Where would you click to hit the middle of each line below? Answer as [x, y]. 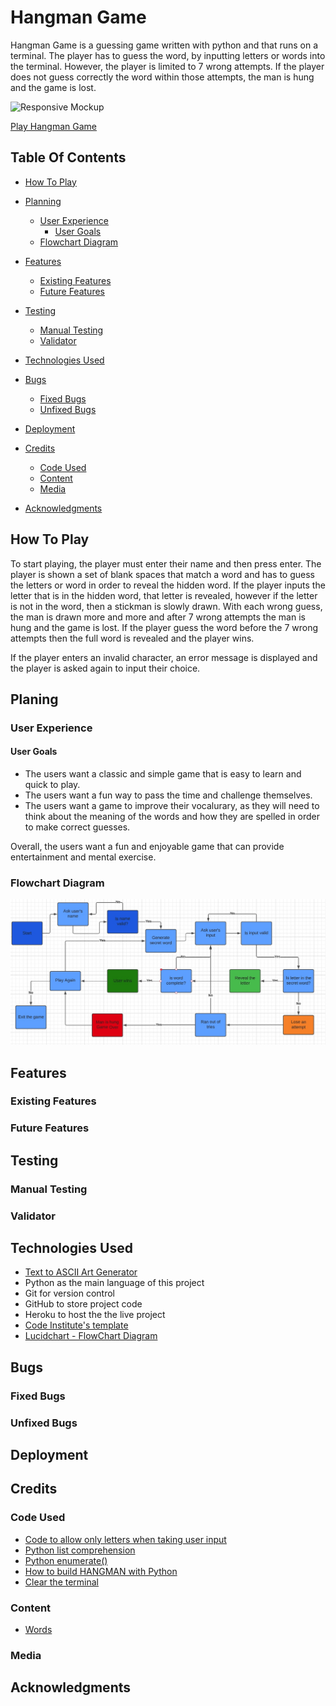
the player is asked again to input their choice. [105, 668]
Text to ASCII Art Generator [81, 1272]
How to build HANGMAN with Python [101, 1571]
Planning [43, 201]
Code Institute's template [76, 1325]
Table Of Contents [68, 157]
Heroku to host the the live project [95, 1315]
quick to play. [52, 785]
